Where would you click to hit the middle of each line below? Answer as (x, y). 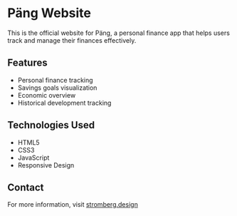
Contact (26, 187)
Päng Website (49, 13)
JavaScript (33, 158)
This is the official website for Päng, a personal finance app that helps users (118, 33)
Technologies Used (51, 125)
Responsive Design (46, 165)
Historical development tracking (64, 103)
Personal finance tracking (56, 80)
